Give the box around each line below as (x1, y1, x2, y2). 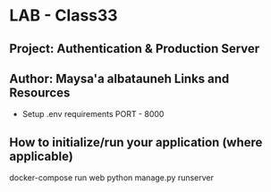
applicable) (9, 148, 73, 163)
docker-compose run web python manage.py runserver (9, 172, 215, 183)
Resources (9, 85, 71, 100)
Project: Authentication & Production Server (9, 41, 260, 56)
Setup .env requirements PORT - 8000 (21, 109, 165, 120)
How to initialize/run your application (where (9, 135, 263, 150)
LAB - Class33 (9, 5, 118, 26)
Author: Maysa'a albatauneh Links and (9, 71, 230, 86)
